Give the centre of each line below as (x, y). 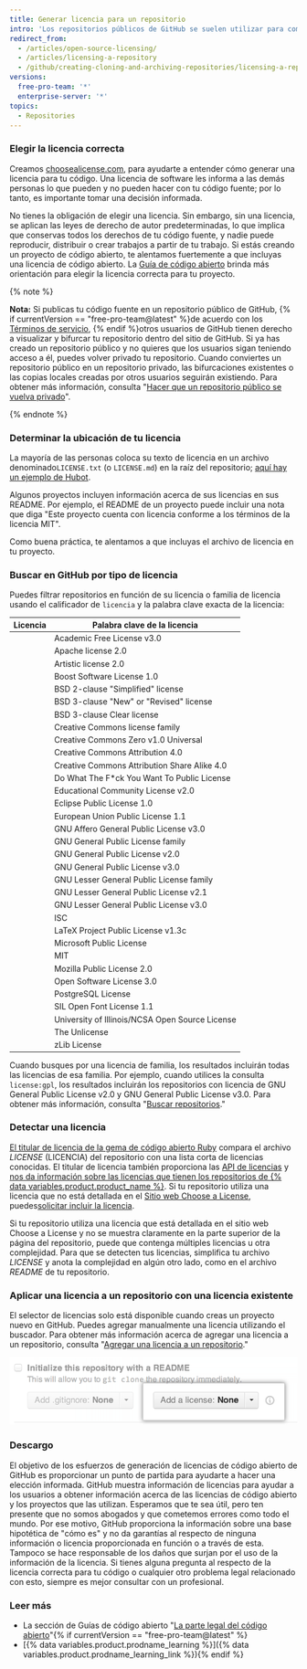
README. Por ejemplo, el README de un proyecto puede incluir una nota (147, 504)
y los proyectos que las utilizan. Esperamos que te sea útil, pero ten (137, 1504)
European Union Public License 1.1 (120, 816)
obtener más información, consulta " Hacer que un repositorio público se (146, 386)
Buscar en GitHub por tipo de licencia (94, 575)
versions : (28, 78)
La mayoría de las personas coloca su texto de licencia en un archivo (139, 458)
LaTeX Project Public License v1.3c (121, 930)
